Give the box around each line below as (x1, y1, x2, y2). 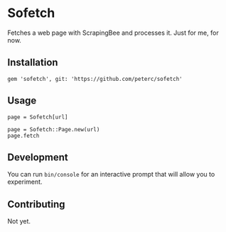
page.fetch (7, 132, 40, 139)
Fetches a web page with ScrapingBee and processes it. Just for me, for (7, 28, 219, 37)
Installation (7, 57, 58, 69)
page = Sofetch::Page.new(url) (7, 126, 100, 133)
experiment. (7, 177, 43, 186)
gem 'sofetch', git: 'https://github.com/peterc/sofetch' (7, 75, 183, 82)
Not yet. (7, 217, 31, 226)
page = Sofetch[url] (7, 114, 69, 121)
